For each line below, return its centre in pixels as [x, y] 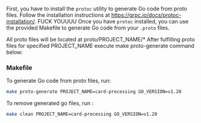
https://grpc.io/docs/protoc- [146, 15]
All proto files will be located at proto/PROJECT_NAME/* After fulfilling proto [101, 39]
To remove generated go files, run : [50, 103]
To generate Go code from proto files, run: [59, 81]
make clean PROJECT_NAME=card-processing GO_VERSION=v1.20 [82, 114]
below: [14, 52]
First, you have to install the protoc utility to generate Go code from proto [97, 9]
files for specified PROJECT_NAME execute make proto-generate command [100, 46]
